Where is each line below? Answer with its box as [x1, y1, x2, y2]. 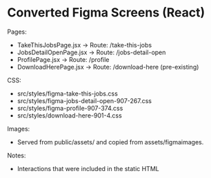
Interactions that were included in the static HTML [17, 164, 160, 173]
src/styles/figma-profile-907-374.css [17, 104, 123, 112]
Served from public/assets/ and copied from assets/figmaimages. [17, 137, 204, 146]
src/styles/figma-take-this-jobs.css [17, 89, 119, 98]
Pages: [7, 27, 27, 36]
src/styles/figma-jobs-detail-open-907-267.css [17, 96, 152, 104]
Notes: [7, 151, 26, 159]
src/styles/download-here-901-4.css [17, 111, 122, 120]
